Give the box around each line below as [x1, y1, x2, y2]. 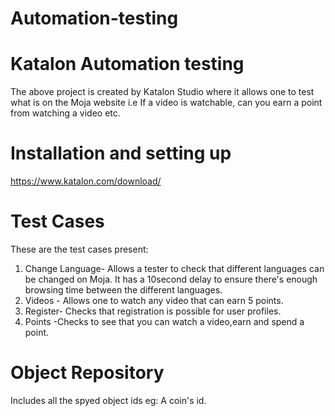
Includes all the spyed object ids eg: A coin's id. [10, 394, 207, 406]
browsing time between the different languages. [24, 284, 223, 296]
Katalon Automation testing [10, 53, 245, 76]
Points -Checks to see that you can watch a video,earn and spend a [24, 316, 305, 327]
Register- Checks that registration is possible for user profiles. [24, 305, 282, 317]
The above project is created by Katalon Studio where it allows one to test [10, 86, 315, 98]
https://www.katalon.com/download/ [10, 175, 162, 187]
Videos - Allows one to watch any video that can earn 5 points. [24, 295, 284, 306]
